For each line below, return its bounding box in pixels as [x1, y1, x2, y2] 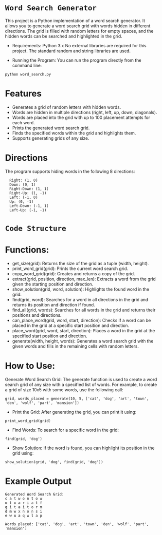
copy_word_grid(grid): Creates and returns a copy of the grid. [12, 270, 135, 276]
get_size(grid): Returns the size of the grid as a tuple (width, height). [12, 260, 149, 266]
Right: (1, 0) [9, 178, 38, 183]
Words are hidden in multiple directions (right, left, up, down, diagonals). [12, 109, 157, 115]
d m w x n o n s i [5, 509, 42, 514]
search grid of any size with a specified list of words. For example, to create [5, 382, 157, 387]
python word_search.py [5, 72, 51, 76]
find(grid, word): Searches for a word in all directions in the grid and [12, 296, 148, 303]
